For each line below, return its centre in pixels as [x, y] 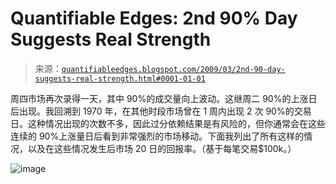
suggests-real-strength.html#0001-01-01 [120, 78]
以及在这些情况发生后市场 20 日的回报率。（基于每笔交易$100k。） [162, 148]
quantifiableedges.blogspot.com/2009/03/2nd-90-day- [173, 69]
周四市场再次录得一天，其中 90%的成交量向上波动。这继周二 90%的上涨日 [164, 98]
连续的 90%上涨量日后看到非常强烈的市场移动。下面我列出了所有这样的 [157, 136]
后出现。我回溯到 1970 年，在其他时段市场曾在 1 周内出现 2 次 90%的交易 [161, 111]
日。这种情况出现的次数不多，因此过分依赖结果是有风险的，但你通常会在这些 [168, 123]
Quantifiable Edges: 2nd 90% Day [154, 18]
